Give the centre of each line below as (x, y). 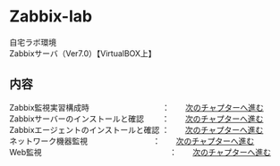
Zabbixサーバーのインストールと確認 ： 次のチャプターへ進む (136, 119)
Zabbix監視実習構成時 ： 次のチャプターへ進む (136, 107)
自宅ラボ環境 (33, 42)
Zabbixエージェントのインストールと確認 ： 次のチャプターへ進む (136, 129)
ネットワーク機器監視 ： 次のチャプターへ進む (132, 141)
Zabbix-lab (51, 17)
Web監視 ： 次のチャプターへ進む (140, 152)
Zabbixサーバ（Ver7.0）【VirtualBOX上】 (83, 53)
